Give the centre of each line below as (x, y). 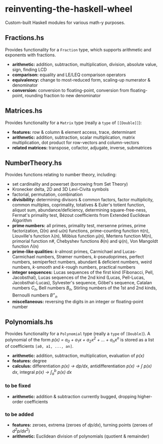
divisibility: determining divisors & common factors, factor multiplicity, (83, 200)
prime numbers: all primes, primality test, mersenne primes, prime (79, 226)
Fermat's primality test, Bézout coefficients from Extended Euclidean (81, 215)
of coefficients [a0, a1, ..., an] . (39, 346)
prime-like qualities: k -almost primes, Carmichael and (67, 252)
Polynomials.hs (29, 322)
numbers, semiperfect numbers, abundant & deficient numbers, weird (82, 262)
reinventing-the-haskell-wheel (69, 9)
